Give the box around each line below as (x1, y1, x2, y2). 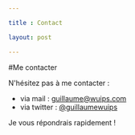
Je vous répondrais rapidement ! (8, 117, 117, 127)
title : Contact (8, 18, 63, 27)
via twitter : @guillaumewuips (19, 102, 118, 112)
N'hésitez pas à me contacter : (8, 78, 110, 88)
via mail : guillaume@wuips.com (19, 93, 127, 103)
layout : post (8, 33, 52, 41)
